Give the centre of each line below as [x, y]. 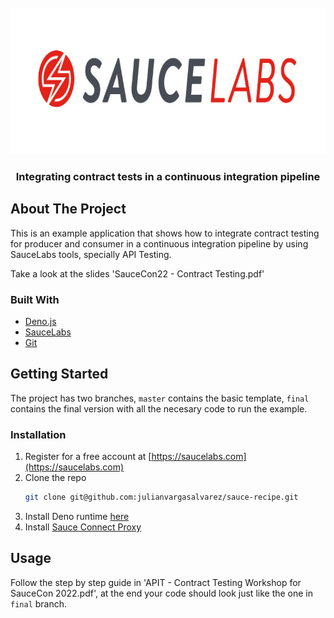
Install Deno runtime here [77, 517]
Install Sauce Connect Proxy [83, 527]
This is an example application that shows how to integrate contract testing [165, 233]
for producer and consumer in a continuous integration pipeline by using [159, 243]
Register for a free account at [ [88, 457]
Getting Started [59, 374]
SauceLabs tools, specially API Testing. [91, 254]
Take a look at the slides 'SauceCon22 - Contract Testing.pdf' [137, 273]
